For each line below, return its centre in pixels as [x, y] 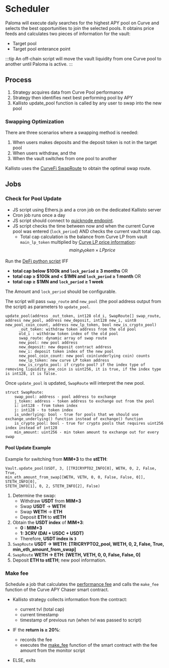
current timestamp [39, 615]
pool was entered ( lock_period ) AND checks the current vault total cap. [87, 231]
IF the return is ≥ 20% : [36, 630]
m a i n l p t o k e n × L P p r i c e [92, 250]
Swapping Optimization [35, 121]
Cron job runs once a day [39, 215]
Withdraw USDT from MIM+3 [51, 501]
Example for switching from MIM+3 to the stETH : [57, 459]
